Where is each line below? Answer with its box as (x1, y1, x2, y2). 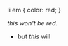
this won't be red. (7, 19, 58, 27)
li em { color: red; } (7, 6, 62, 14)
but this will (17, 32, 51, 41)
